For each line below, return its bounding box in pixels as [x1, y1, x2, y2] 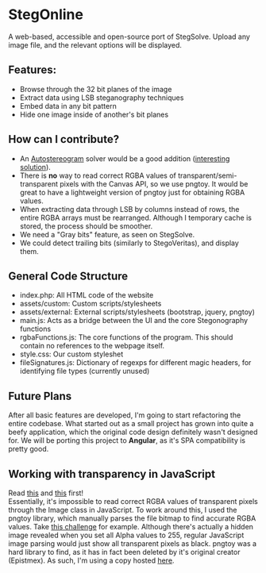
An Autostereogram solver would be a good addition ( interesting [19, 153, 230, 163]
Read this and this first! [8, 488, 84, 498]
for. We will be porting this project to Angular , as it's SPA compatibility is [8, 436, 246, 445]
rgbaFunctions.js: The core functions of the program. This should [19, 333, 233, 342]
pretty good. [8, 444, 49, 454]
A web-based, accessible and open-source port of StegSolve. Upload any [8, 32, 250, 41]
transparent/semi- [177, 171, 237, 180]
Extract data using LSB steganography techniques [19, 93, 184, 102]
